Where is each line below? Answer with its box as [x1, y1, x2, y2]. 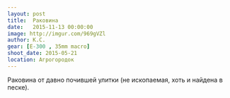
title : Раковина [7, 17, 59, 24]
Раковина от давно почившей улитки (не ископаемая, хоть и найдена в [7, 75, 223, 84]
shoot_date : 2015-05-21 [7, 50, 78, 57]
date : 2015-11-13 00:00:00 [7, 23, 93, 30]
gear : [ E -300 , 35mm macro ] [7, 43, 91, 50]
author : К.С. [7, 37, 46, 44]
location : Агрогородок [7, 56, 74, 63]
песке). [7, 82, 30, 92]
